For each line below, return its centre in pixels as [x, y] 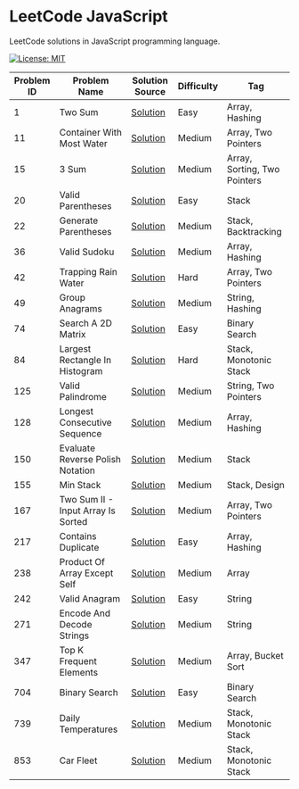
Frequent [78, 660]
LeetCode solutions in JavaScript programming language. [115, 41]
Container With [91, 132]
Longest [76, 411]
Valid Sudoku [87, 252]
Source [150, 91]
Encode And [85, 613]
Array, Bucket [255, 655]
